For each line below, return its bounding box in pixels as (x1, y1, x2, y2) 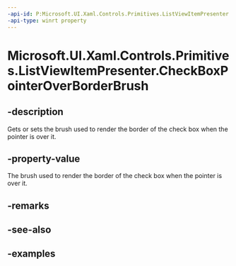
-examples (7, 248, 56, 260)
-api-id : (7, 10, 33, 18)
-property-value (7, 153, 81, 165)
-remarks (7, 199, 49, 211)
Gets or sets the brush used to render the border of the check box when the (7, 125, 228, 133)
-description (7, 106, 64, 118)
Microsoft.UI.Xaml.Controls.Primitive (7, 48, 230, 64)
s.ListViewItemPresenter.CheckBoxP (7, 62, 229, 79)
